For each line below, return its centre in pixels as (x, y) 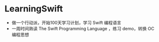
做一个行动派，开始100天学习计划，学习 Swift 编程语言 (66, 22)
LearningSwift (34, 9)
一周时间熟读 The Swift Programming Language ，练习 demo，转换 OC (83, 28)
